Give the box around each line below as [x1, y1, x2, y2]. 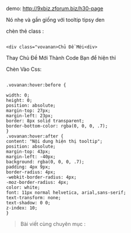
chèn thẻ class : [6, 28, 44, 35]
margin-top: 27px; [6, 108, 51, 114]
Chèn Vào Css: [6, 66, 42, 73]
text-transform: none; [6, 195, 61, 201]
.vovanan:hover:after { [6, 133, 64, 139]
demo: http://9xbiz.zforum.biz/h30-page [6, 5, 104, 12]
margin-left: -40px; [6, 154, 56, 160]
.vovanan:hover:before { [6, 82, 66, 88]
